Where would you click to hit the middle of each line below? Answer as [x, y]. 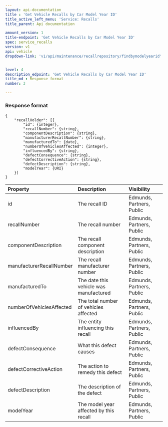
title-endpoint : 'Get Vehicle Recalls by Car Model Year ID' [70, 38]
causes [86, 352]
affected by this [96, 410]
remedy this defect [100, 372]
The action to [93, 366]
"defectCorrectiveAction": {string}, [62, 160]
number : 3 [15, 84]
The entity [89, 322]
